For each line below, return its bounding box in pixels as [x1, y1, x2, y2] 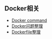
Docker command [11, 17, 47, 23]
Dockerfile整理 [11, 29, 41, 35]
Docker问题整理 [11, 23, 43, 29]
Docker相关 [4, 4, 39, 13]
